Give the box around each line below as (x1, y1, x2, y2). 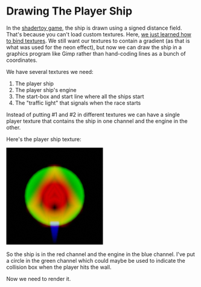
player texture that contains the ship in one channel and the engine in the (6, 117, 188, 125)
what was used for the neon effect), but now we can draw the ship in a (6, 44, 182, 51)
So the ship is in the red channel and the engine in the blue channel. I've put (6, 250, 195, 258)
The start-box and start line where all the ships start (14, 93, 144, 100)
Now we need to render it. (6, 275, 71, 282)
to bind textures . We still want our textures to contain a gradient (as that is (6, 37, 190, 44)
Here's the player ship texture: (6, 135, 81, 143)
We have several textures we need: (6, 68, 94, 75)
